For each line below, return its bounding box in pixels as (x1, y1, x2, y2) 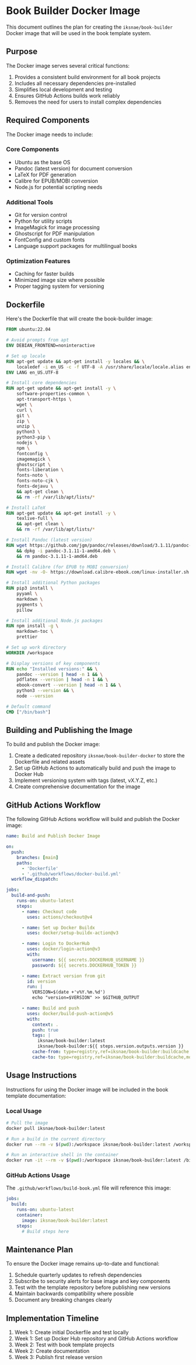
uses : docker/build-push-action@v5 (27, 1011, 114, 1016)
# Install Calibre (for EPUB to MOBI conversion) (6, 564, 129, 570)
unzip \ (16, 423, 35, 429)
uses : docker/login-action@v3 (27, 946, 100, 952)
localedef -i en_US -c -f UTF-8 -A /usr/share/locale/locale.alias (16, 364, 184, 370)
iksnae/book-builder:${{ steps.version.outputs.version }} (37, 1043, 184, 1049)
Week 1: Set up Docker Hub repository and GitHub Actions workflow (14, 1335, 178, 1342)
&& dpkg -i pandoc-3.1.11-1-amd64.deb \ (16, 548, 116, 554)
